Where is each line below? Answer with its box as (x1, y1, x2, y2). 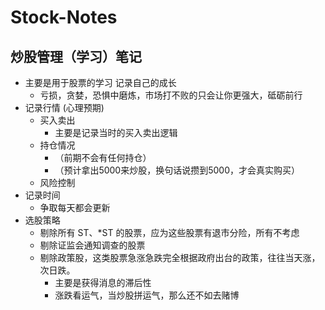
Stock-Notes (10, 6, 118, 29)
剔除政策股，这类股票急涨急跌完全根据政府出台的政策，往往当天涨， (39, 252, 321, 263)
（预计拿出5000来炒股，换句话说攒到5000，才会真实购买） (54, 164, 300, 176)
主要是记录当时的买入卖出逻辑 (54, 127, 178, 138)
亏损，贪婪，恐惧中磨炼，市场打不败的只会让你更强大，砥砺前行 (39, 89, 303, 101)
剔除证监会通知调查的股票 (39, 239, 146, 251)
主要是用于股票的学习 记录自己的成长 (24, 77, 177, 88)
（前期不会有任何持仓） (54, 152, 152, 163)
